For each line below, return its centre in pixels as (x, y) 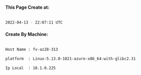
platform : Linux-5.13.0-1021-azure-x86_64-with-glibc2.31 (71, 59)
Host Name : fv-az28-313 (32, 50)
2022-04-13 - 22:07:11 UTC (34, 23)
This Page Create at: (27, 7)
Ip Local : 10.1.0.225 (31, 68)
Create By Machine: (27, 34)
